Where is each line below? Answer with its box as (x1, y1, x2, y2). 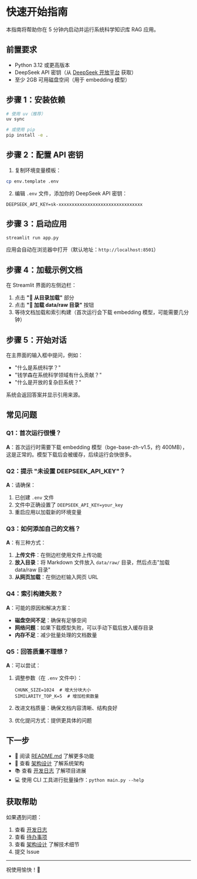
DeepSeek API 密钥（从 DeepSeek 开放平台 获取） (14, 69, 137, 76)
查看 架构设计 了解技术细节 (14, 840, 80, 848)
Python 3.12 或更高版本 (14, 61, 70, 68)
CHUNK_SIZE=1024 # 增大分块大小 (14, 687, 91, 693)
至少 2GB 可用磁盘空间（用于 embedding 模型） (14, 76, 131, 83)
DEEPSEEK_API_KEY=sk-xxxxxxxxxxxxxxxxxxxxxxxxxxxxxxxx (6, 201, 143, 207)
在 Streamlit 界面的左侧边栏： (6, 282, 77, 289)
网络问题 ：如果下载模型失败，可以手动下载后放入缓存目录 (14, 624, 154, 631)
